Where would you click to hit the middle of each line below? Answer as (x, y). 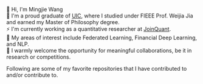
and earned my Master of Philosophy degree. (63, 22)
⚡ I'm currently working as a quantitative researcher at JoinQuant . (89, 29)
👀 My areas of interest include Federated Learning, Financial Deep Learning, (102, 37)
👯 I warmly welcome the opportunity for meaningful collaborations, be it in (99, 50)
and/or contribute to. (32, 75)
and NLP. (18, 44)
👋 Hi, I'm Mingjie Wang (35, 9)
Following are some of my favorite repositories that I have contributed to (97, 69)
